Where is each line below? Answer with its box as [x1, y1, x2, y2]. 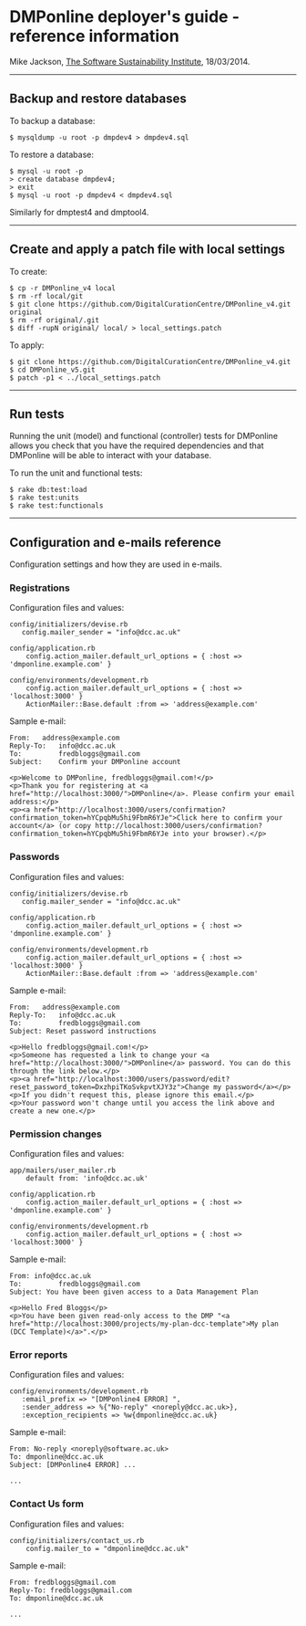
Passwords [9, 851, 60, 864]
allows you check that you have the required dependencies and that [9, 440, 264, 451]
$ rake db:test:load [9, 486, 88, 495]
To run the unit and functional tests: [9, 467, 143, 478]
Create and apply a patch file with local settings [9, 242, 285, 257]
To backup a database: [9, 115, 96, 126]
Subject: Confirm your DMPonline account [9, 758, 181, 767]
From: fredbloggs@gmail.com [9, 1578, 117, 1587]
